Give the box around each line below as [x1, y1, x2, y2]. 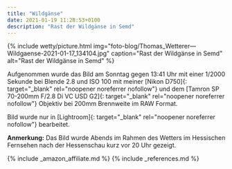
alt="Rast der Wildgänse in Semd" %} [7, 57, 115, 65]
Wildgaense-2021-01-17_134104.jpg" [7, 49, 110, 57]
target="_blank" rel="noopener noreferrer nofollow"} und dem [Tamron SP [7, 84, 220, 94]
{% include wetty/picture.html [7, 42, 92, 51]
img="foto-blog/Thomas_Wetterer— [93, 42, 197, 51]
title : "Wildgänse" [7, 10, 64, 17]
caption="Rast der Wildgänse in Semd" [111, 49, 223, 57]
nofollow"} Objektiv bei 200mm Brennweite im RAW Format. [7, 100, 178, 108]
